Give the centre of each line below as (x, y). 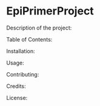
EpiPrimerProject (50, 11)
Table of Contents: (29, 39)
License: (17, 98)
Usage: (15, 63)
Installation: (21, 51)
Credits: (16, 86)
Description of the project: (39, 28)
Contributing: (23, 74)
